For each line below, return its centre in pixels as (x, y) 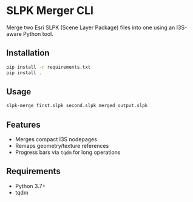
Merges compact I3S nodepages (56, 139)
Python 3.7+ (30, 186)
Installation (28, 53)
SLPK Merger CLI (50, 11)
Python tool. (38, 33)
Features (23, 124)
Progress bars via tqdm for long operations (68, 152)
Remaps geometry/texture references (62, 146)
